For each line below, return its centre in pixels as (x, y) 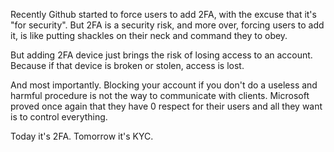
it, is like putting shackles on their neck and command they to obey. (149, 35)
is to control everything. (59, 117)
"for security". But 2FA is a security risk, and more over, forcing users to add (167, 25)
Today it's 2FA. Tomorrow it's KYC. (82, 136)
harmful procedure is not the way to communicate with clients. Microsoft (160, 95)
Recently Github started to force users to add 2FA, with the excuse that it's (163, 14)
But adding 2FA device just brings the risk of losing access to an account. (161, 55)
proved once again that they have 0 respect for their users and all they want (166, 106)
